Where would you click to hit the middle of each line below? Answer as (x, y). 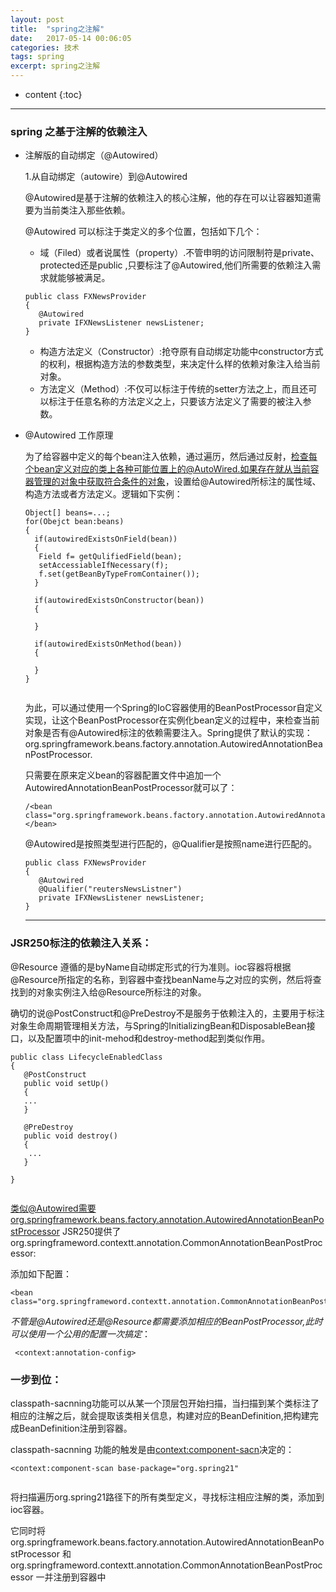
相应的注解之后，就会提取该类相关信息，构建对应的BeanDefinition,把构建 (160, 1415)
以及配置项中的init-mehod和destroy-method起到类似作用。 (149, 1038)
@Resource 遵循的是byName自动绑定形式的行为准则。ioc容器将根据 (151, 967)
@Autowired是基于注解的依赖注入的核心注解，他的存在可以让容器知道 (168, 198)
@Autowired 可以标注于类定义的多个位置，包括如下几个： (143, 232)
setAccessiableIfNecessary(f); (103, 566)
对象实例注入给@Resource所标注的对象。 (121, 992)
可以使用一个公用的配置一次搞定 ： (80, 1333)
